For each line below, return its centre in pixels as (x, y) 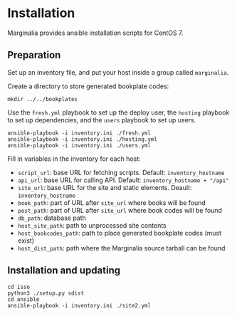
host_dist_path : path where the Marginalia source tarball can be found (121, 248)
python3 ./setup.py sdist (46, 293)
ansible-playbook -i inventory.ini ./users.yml (79, 145)
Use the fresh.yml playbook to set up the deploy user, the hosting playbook (118, 112)
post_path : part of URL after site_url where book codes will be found (120, 210)
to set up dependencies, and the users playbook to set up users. (102, 120)
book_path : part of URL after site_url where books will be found (112, 202)
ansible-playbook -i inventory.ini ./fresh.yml (79, 133)
